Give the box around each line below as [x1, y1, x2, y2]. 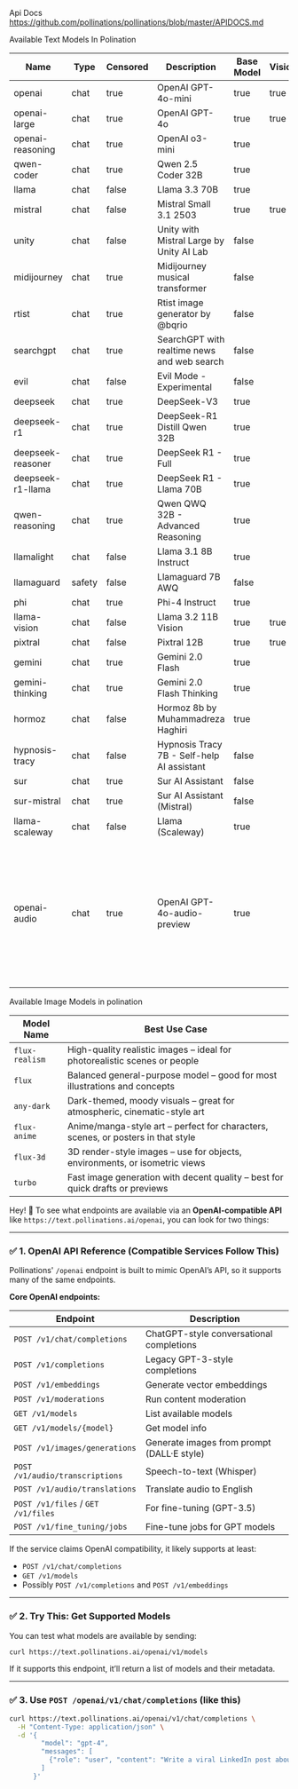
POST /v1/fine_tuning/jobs [13, 1522, 128, 1532]
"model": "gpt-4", [41, 1739, 109, 1748]
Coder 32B [156, 169, 203, 181]
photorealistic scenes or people [67, 1055, 200, 1066]
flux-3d [13, 1152, 46, 1162]
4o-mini [156, 92, 192, 105]
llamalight [13, 550, 54, 563]
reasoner [13, 457, 51, 470]
